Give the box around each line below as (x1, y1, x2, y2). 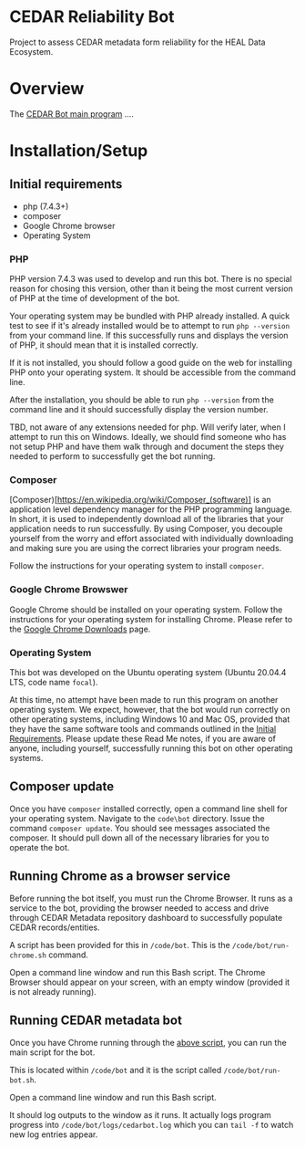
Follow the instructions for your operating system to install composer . (9, 560, 265, 571)
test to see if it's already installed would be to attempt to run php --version (9, 320, 290, 331)
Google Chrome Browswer (9, 583, 128, 596)
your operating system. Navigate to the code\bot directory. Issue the (9, 812, 266, 823)
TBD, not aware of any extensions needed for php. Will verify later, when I (9, 422, 286, 433)
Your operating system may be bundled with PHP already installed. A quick (9, 310, 290, 321)
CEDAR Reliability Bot (9, 6, 175, 27)
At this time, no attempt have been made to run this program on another (9, 695, 279, 705)
